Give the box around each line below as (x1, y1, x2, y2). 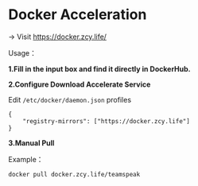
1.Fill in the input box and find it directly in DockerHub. (8, 64, 191, 73)
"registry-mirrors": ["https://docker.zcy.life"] (22, 117, 191, 125)
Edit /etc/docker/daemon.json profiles (8, 95, 132, 104)
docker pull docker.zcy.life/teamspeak (8, 170, 141, 178)
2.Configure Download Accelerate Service (8, 79, 151, 89)
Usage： (8, 48, 37, 57)
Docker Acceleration (8, 6, 147, 24)
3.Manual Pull (8, 138, 55, 148)
